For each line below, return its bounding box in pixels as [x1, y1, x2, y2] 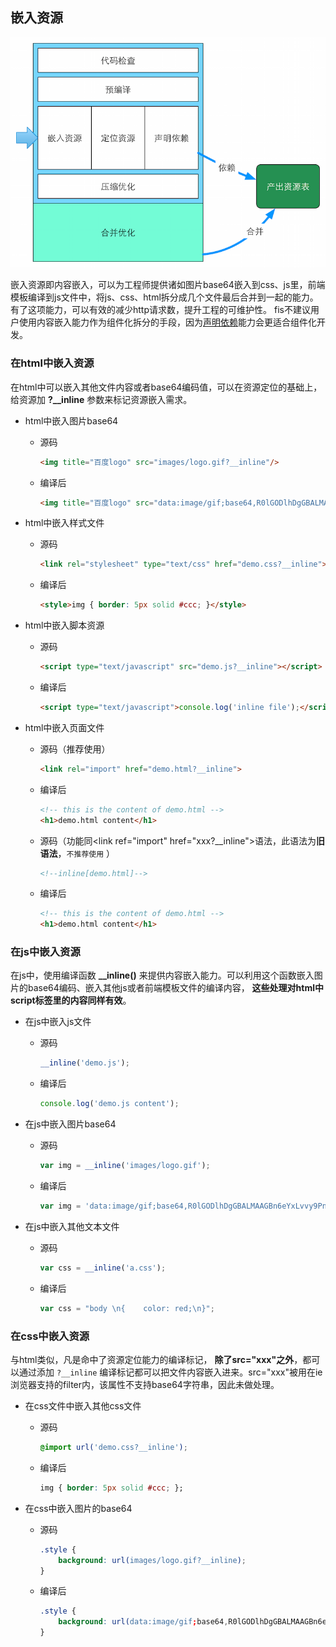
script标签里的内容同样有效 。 [10, 994, 132, 1007]
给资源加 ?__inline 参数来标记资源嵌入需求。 [10, 393, 193, 405]
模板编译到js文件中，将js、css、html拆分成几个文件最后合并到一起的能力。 [10, 291, 319, 303]
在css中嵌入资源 [10, 1329, 90, 1343]
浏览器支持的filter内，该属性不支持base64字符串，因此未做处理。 [10, 1379, 280, 1390]
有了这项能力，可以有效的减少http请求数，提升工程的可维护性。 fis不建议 [10, 304, 311, 316]
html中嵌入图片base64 [24, 414, 119, 427]
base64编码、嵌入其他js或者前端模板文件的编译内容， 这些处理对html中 [27, 982, 324, 994]
